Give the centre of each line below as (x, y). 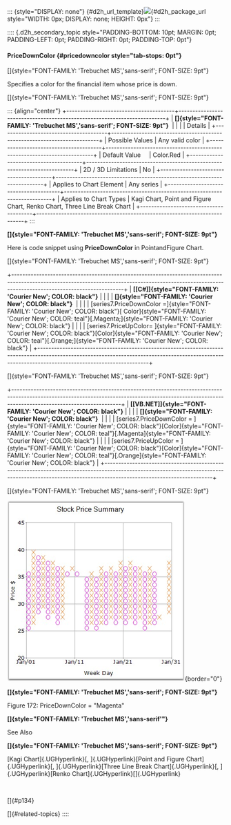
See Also (20, 732)
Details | (198, 126)
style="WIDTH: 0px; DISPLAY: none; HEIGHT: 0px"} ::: (84, 19)
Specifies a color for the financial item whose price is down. (92, 84)
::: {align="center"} (34, 111)
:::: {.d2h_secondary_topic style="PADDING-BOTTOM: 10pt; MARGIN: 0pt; (112, 32)
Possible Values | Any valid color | (156, 140)
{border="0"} (204, 679)
